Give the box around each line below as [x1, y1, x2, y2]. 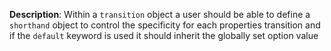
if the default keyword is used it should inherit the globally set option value [9, 30, 319, 41]
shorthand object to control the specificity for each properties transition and [9, 19, 321, 31]
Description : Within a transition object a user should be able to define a [9, 9, 311, 20]
